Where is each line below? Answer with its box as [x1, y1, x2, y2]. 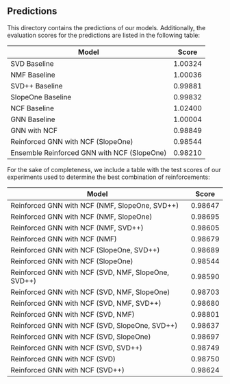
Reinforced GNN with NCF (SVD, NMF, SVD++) [10, 298, 162, 308]
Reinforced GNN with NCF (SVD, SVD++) [10, 343, 142, 352]
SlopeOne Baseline [10, 92, 72, 101]
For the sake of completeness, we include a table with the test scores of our [7, 165, 221, 173]
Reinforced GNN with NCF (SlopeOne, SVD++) [10, 245, 160, 254]
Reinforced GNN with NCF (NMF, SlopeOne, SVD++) [10, 200, 179, 210]
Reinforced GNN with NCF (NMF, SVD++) [10, 223, 144, 232]
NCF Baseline [10, 103, 55, 112]
